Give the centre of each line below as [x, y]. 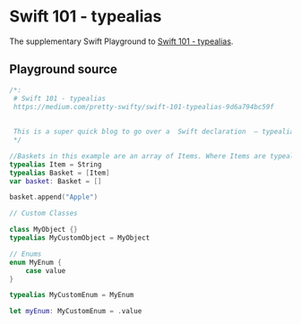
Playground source [64, 69]
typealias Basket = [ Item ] [60, 173]
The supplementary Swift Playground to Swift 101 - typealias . [121, 41]
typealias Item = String [56, 164]
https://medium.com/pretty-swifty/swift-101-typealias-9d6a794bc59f [144, 107]
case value [46, 270]
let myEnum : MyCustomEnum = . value [76, 311]
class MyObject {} [43, 230]
